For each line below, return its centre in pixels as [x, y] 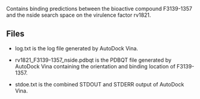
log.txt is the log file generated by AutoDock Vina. [76, 48]
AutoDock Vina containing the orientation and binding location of [95, 66]
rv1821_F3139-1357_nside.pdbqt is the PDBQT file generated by [93, 60]
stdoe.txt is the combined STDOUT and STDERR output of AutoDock [99, 84]
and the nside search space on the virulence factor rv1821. [79, 15]
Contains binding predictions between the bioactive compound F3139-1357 [99, 9]
